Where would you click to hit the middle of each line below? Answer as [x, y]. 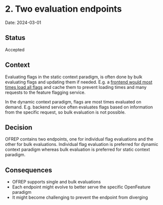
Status [15, 38]
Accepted [15, 49]
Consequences [29, 170]
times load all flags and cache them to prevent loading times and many [76, 87]
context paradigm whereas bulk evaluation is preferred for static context [78, 149]
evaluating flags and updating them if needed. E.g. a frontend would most [79, 82]
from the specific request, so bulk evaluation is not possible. [65, 112]
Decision [19, 127]
